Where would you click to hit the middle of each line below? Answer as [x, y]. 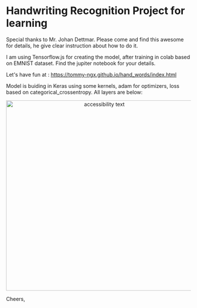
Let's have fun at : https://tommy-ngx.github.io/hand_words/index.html [91, 74]
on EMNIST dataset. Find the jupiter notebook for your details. [81, 63]
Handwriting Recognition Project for [96, 11]
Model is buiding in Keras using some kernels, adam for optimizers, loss [93, 85]
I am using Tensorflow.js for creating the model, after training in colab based [98, 57]
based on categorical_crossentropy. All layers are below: [74, 92]
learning [27, 23]
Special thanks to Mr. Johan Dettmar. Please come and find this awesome [95, 39]
